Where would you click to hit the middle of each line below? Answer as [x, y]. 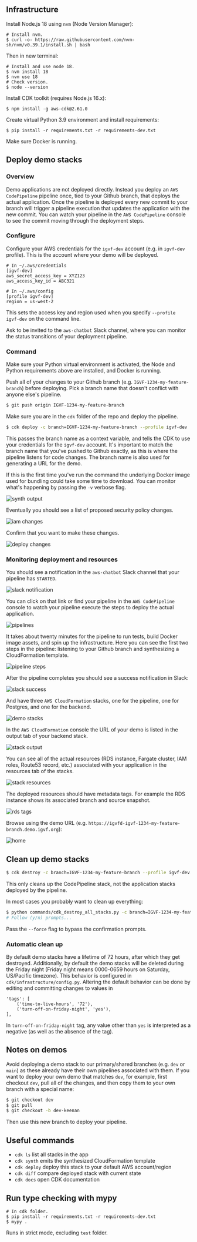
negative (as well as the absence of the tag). [60, 1031]
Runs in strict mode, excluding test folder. [57, 1233]
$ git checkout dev [30, 1100]
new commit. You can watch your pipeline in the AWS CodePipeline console [96, 214]
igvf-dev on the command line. [43, 318]
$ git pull [19, 1105]
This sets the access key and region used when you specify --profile [91, 312]
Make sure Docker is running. [42, 141]
